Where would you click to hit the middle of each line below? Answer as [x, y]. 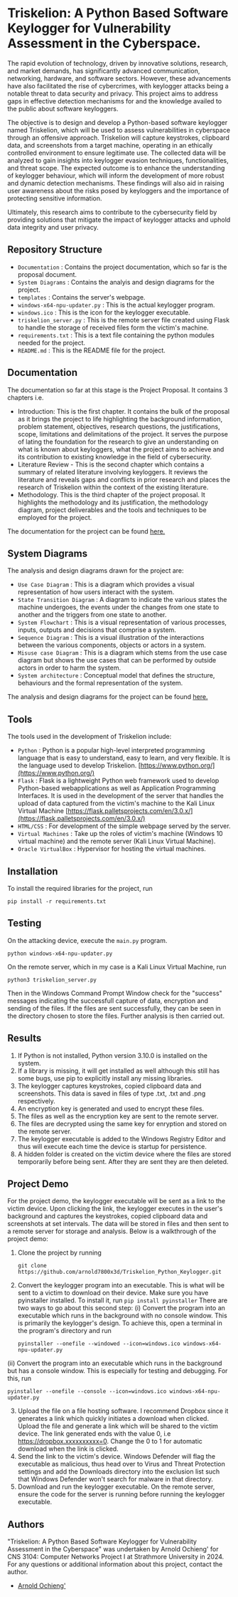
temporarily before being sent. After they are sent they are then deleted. [123, 1161]
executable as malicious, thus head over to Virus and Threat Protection [121, 1464]
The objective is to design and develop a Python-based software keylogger [118, 122]
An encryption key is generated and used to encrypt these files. [111, 1108]
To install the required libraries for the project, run [80, 888]
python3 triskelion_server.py [52, 980]
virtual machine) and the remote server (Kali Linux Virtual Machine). [117, 841]
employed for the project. [55, 517]
